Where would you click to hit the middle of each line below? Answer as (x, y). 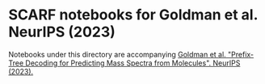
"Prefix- (241, 54)
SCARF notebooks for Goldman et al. (133, 15)
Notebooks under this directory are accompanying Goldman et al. (117, 54)
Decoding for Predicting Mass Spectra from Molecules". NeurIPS (133, 63)
